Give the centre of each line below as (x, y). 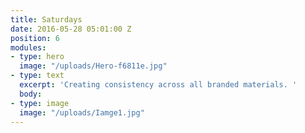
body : (31, 94)
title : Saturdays (46, 19)
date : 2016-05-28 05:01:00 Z (71, 29)
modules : (28, 47)
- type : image (40, 103)
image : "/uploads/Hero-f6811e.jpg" (93, 66)
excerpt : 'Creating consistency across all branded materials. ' (158, 85)
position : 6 (35, 38)
